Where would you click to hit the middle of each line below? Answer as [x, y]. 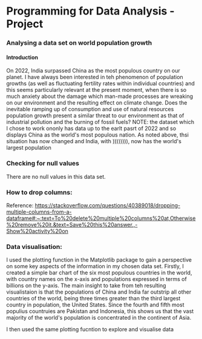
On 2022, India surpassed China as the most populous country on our [93, 71]
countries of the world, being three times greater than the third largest [93, 299]
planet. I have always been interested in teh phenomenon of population [95, 77]
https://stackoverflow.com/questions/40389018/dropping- [107, 205]
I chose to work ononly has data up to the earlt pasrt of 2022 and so [91, 129]
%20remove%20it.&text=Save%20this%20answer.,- [72, 224]
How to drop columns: [39, 192]
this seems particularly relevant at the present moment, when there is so [96, 90]
